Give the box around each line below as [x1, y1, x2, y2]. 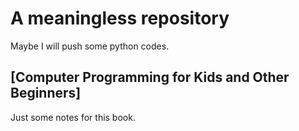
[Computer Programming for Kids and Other [10, 69, 290, 86]
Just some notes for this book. [10, 111, 136, 123]
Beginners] [10, 85, 82, 102]
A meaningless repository [10, 7, 230, 30]
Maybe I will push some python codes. [10, 40, 170, 52]
